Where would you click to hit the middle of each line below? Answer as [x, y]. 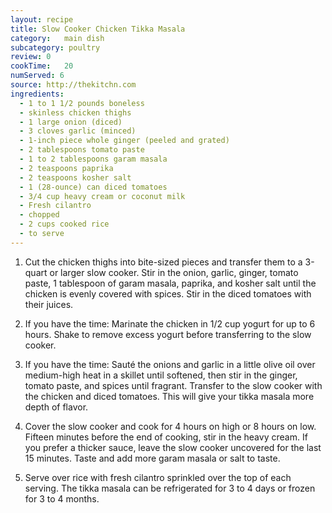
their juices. [49, 304]
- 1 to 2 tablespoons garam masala [93, 159]
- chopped [39, 215]
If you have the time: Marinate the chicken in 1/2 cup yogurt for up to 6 [170, 323]
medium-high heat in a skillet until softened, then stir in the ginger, [161, 375]
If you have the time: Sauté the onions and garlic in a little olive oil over [170, 364]
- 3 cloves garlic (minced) [78, 131]
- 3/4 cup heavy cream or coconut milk [102, 196]
